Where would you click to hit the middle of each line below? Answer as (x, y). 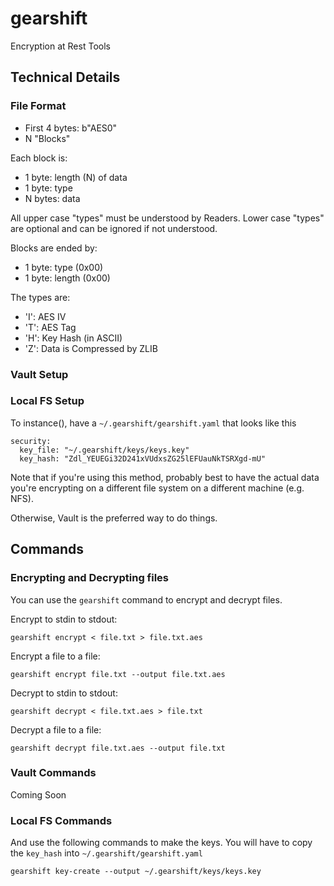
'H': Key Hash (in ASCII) (73, 338)
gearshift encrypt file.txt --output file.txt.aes (118, 674)
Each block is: (39, 158)
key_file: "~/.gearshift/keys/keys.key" (104, 450)
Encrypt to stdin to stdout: (64, 619)
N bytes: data (52, 198)
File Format (38, 106)
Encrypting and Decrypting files (90, 578)
